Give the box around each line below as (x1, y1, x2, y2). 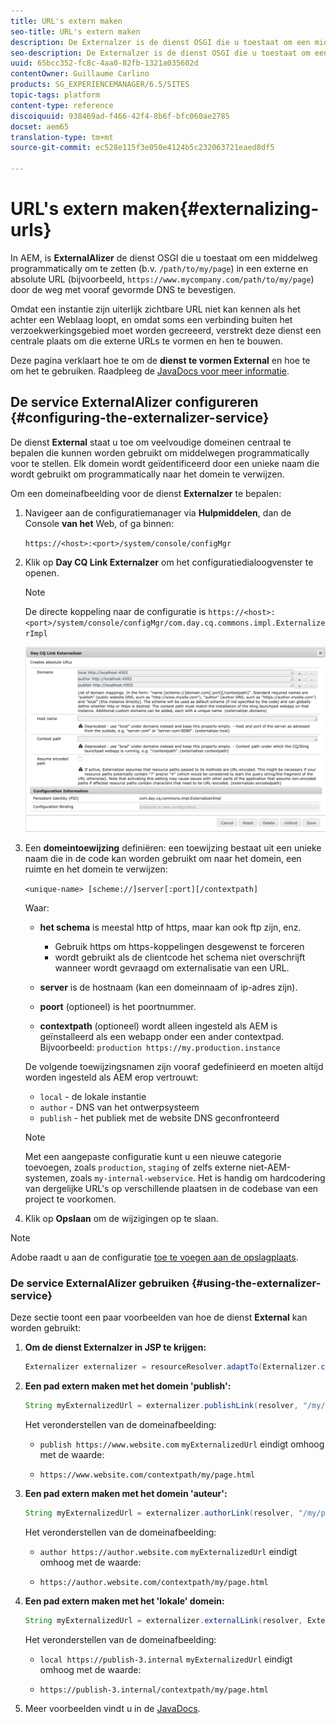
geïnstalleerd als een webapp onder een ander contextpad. (39, 1031, 285, 1043)
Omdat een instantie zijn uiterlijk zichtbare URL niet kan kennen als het (10, 303, 301, 315)
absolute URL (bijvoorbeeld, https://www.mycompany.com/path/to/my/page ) (10, 273, 315, 285)
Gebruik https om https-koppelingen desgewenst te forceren (54, 941, 305, 953)
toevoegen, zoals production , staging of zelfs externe (24, 1161, 247, 1174)
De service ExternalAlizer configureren (10, 394, 259, 411)
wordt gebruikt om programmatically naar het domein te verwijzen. (10, 468, 285, 480)
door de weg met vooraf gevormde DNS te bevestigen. (10, 283, 237, 295)
